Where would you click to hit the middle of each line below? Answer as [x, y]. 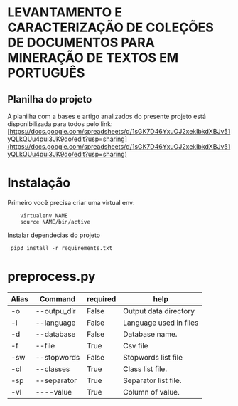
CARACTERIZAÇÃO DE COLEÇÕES [111, 27]
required [101, 298]
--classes [53, 369]
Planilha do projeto [50, 99]
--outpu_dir [55, 311]
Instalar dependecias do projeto [54, 235]
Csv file [136, 345]
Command [58, 298]
